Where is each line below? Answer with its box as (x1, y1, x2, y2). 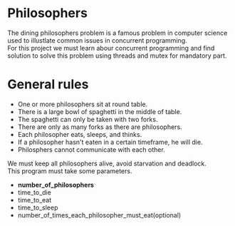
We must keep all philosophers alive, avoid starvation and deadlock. (7, 159, 207, 168)
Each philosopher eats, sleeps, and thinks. (17, 130, 142, 138)
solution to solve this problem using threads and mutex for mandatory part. (7, 51, 227, 60)
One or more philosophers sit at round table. (17, 100, 148, 108)
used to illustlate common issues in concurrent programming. (7, 36, 187, 44)
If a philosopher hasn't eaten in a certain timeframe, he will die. (17, 138, 203, 146)
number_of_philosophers (17, 180, 95, 189)
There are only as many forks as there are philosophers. (17, 123, 183, 131)
